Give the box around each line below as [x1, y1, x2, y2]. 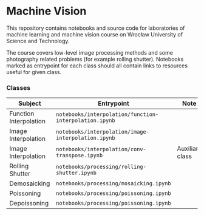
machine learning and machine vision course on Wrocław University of [6, 30, 183, 38]
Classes [6, 83, 31, 92]
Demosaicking [9, 179, 50, 188]
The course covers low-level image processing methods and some [6, 49, 173, 56]
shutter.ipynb [55, 169, 97, 177]
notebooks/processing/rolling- [55, 163, 147, 171]
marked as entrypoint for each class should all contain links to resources [6, 62, 188, 69]
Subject [18, 99, 41, 107]
